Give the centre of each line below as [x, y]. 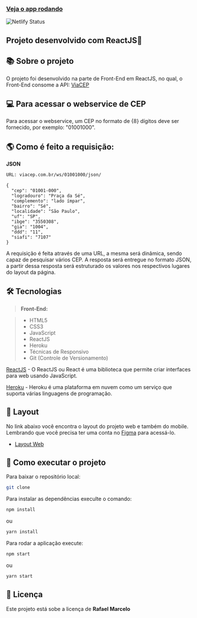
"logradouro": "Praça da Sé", [48, 196]
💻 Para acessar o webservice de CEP [76, 104]
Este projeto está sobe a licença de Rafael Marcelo [68, 609]
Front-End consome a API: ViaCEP [48, 85]
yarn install [22, 532]
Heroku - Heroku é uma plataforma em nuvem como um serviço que [89, 387]
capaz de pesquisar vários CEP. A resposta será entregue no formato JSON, [99, 260]
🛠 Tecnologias [34, 292]
